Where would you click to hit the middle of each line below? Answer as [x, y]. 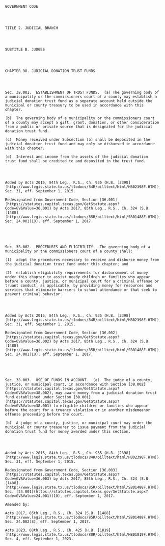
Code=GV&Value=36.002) [28, 341]
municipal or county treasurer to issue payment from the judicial [76, 427]
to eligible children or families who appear [101, 406]
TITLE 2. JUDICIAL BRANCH [31, 28]
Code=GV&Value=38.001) [28, 406]
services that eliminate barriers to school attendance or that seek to [81, 290]
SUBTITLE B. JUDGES [25, 50]
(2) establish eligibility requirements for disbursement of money [77, 273]
